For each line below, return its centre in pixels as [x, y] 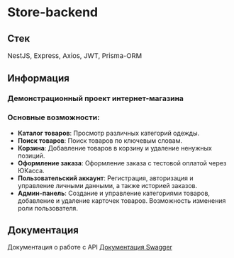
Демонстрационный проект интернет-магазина [96, 98]
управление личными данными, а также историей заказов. [107, 185]
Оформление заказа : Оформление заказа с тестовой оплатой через [122, 163]
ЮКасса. [31, 170]
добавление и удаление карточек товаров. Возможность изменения [122, 200]
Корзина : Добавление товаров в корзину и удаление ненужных [115, 148]
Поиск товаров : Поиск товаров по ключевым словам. [100, 140]
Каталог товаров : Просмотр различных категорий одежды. [108, 133]
